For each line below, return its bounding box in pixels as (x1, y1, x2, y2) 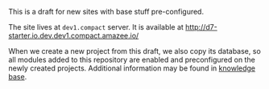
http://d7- (184, 22, 217, 31)
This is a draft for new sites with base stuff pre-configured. (8, 7, 204, 16)
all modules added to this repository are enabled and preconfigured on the (8, 55, 255, 64)
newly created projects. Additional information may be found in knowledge (8, 63, 256, 73)
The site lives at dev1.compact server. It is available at (8, 22, 184, 31)
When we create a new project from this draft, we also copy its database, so (8, 47, 262, 55)
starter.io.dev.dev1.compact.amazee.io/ (8, 31, 139, 40)
